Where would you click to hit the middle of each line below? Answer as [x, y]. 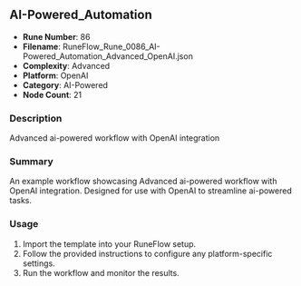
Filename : [41, 46]
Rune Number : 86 [56, 36]
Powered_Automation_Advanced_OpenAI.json [107, 56]
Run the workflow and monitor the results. [101, 272]
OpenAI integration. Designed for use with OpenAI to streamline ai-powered [150, 191]
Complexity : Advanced [66, 65]
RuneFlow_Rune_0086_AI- [111, 46]
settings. [39, 263]
